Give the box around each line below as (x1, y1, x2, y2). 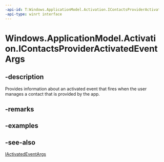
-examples (5, 121, 39, 130)
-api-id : (5, 7, 23, 12)
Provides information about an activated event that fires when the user (5, 86, 147, 92)
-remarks (5, 105, 34, 113)
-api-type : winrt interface (5, 12, 62, 17)
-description (5, 73, 44, 81)
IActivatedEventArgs (5, 151, 46, 157)
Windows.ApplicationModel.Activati (5, 33, 156, 44)
